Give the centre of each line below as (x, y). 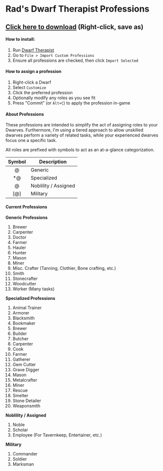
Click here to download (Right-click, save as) (74, 27)
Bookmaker (24, 323)
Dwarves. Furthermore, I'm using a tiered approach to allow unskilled (74, 130)
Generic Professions (27, 218)
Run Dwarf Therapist (33, 50)
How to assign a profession (34, 71)
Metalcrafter (25, 380)
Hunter (19, 253)
